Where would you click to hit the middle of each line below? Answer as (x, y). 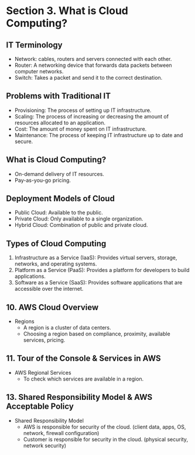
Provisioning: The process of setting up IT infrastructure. (83, 110)
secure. (24, 141)
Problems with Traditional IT (59, 96)
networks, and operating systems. (56, 264)
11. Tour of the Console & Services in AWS (83, 359)
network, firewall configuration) (61, 433)
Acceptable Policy (40, 407)
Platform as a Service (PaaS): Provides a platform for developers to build (102, 270)
